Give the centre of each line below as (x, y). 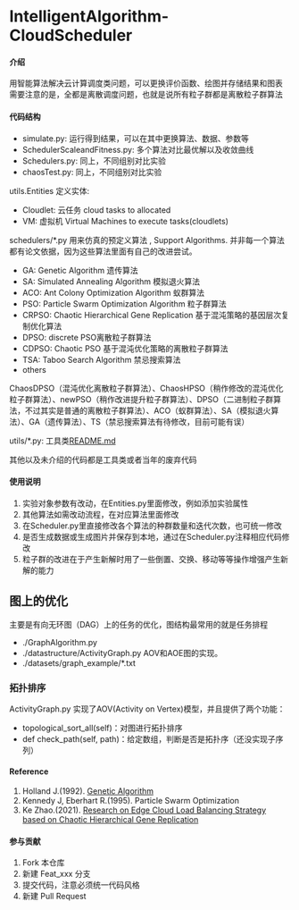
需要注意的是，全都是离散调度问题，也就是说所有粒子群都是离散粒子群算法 (146, 95)
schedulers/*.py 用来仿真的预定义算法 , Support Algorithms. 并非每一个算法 (147, 240)
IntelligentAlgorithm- (89, 17)
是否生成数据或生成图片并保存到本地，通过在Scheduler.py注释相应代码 (152, 536)
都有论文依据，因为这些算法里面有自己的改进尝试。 (103, 251)
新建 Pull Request (54, 897)
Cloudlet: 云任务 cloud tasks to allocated (96, 210)
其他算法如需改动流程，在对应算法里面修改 (100, 514)
